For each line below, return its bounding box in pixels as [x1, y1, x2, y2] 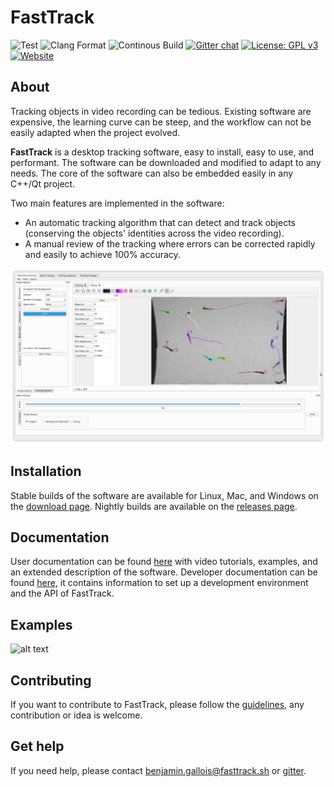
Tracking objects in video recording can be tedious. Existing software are [10, 105, 312, 117]
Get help [10, 738, 65, 755]
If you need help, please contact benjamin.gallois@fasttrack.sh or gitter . [10, 764, 307, 776]
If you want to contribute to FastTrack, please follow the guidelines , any [10, 699, 305, 711]
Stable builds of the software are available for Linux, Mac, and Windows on [10, 489, 319, 501]
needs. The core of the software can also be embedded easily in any [10, 167, 294, 179]
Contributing [10, 672, 92, 689]
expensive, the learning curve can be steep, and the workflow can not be [10, 116, 312, 128]
